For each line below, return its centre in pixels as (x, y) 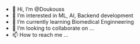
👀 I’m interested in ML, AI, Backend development (72, 15)
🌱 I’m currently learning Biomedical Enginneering (73, 22)
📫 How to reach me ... (40, 35)
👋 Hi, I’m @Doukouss (38, 9)
